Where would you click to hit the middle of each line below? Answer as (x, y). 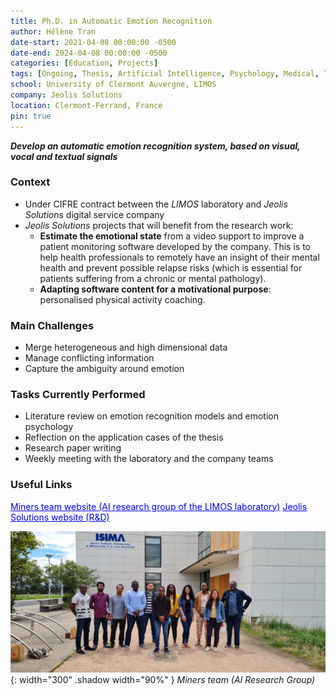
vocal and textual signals (64, 156)
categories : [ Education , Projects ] (84, 63)
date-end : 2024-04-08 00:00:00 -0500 (89, 53)
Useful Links (41, 485)
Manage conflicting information (89, 358)
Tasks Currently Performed (78, 395)
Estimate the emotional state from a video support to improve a (172, 236)
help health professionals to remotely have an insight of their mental (179, 257)
